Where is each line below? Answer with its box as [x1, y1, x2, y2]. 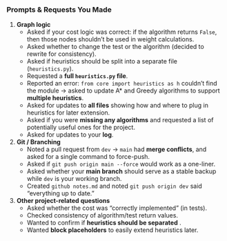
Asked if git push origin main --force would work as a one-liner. [26, 160, 215, 168]
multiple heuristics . [26, 94, 84, 102]
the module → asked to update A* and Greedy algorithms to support [26, 86, 220, 95]
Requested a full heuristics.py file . [26, 72, 128, 80]
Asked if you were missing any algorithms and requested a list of [26, 116, 214, 124]
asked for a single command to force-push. [26, 153, 150, 161]
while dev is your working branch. [26, 175, 122, 183]
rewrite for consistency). [26, 50, 97, 58]
